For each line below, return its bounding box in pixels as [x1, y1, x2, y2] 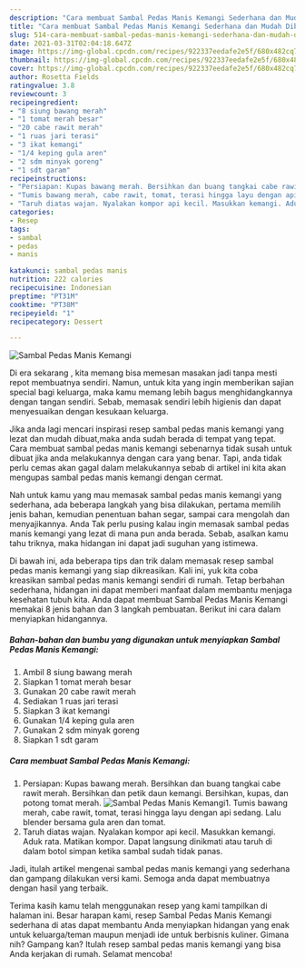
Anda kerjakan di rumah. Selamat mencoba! [9, 949, 172, 960]
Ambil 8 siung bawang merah [22, 667, 133, 678]
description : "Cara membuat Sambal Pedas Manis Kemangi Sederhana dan [9, 13, 282, 23]
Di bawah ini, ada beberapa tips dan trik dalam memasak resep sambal [9, 555, 274, 566]
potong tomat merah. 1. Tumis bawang [22, 797, 289, 809]
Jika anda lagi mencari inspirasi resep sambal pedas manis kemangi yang [9, 424, 284, 434]
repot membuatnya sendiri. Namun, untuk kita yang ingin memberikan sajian [9, 377, 295, 388]
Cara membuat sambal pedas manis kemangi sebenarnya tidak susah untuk [9, 443, 292, 454]
